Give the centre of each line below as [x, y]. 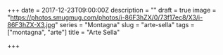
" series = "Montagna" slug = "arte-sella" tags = [125, 25]
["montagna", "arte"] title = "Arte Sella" [64, 32]
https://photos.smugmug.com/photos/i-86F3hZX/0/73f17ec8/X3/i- [107, 17]
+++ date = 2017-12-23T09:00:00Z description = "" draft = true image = [112, 10]
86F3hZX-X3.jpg [31, 25]
